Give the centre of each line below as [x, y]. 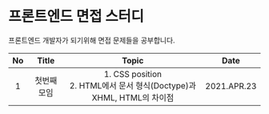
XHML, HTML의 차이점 [133, 97]
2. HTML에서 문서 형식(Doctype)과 [132, 85]
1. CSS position [133, 74]
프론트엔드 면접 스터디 [76, 16]
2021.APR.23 [231, 86]
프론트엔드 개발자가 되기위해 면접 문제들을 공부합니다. [92, 40]
